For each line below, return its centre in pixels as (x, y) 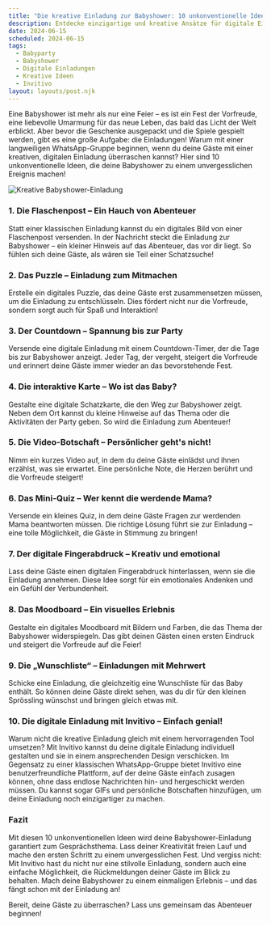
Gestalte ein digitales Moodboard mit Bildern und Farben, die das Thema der (135, 627)
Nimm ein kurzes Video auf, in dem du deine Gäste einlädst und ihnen (124, 460)
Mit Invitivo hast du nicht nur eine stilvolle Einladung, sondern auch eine (128, 863)
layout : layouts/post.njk (52, 91)
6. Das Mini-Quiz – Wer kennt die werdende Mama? (110, 498)
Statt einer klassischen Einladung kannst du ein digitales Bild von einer (125, 228)
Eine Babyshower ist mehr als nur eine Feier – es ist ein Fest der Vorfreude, (133, 114)
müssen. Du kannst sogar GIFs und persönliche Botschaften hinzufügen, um (135, 790)
